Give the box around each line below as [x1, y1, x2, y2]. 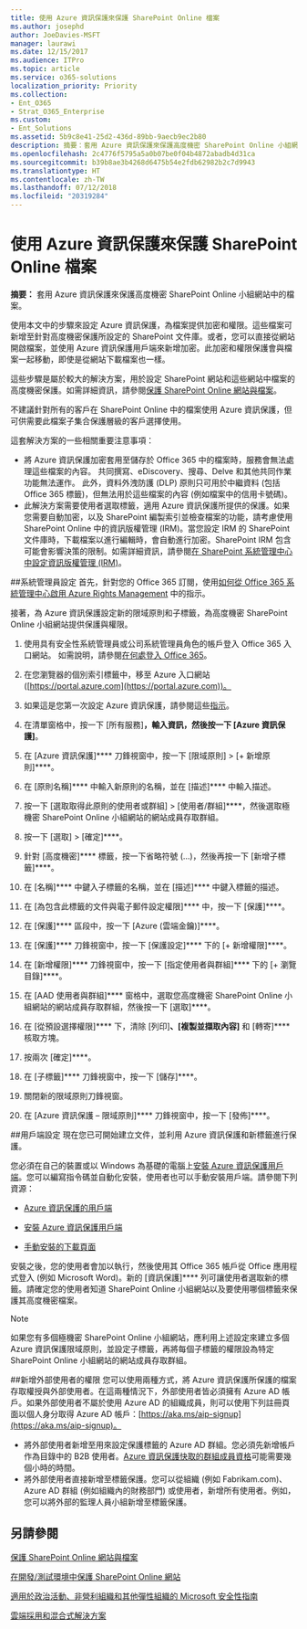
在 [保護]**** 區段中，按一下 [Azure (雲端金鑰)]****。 [23, 920, 225, 931]
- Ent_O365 [10, 98, 52, 108]
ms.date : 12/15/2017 [10, 48, 89, 57]
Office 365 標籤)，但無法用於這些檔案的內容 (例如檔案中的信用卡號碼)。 [23, 488, 292, 499]
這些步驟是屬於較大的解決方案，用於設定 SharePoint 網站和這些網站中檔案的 [10, 373, 295, 384]
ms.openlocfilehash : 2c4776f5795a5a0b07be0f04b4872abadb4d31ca [10, 149, 256, 158]
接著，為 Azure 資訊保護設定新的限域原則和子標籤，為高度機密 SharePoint [10, 607, 288, 618]
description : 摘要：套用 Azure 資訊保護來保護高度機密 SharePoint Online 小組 [10, 141, 292, 150]
